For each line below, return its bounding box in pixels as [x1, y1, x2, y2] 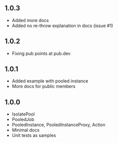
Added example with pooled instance [11, 78, 89, 84]
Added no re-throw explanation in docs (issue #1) [11, 22, 114, 28]
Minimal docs [11, 127, 40, 133]
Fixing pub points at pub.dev [11, 50, 71, 56]
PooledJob [11, 116, 34, 122]
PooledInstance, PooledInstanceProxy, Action [11, 122, 106, 128]
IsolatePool [11, 111, 35, 117]
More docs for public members [11, 83, 76, 89]
